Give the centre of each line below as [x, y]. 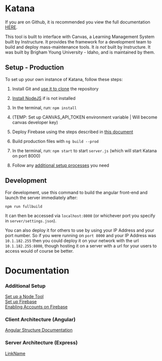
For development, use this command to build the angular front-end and [76, 192]
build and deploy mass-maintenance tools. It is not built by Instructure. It [78, 47]
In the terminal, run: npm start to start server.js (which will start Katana [84, 150]
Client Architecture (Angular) [40, 319]
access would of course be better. [40, 251]
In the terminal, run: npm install [44, 107]
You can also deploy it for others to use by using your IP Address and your [80, 230]
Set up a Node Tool [24, 297]
